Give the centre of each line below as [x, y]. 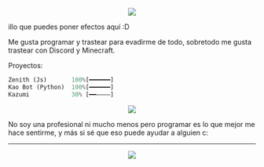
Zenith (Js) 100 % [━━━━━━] [61, 80]
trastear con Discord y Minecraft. [62, 50]
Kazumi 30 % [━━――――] [61, 94]
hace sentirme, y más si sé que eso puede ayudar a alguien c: [108, 133]
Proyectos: [26, 65]
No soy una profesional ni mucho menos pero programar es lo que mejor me [132, 124]
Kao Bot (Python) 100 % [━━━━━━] [61, 87]
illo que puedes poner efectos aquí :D [69, 27]
